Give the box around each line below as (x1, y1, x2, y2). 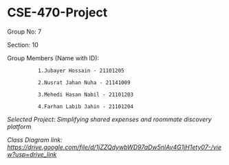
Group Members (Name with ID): (7, 53, 100, 62)
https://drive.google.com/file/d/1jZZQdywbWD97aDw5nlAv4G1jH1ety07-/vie (7, 142, 222, 151)
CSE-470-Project (7, 5, 108, 21)
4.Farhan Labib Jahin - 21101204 (37, 103, 134, 110)
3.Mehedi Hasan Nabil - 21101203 (37, 91, 134, 98)
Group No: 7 (7, 27, 42, 36)
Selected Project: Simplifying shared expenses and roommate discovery (7, 115, 212, 123)
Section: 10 (7, 40, 39, 49)
